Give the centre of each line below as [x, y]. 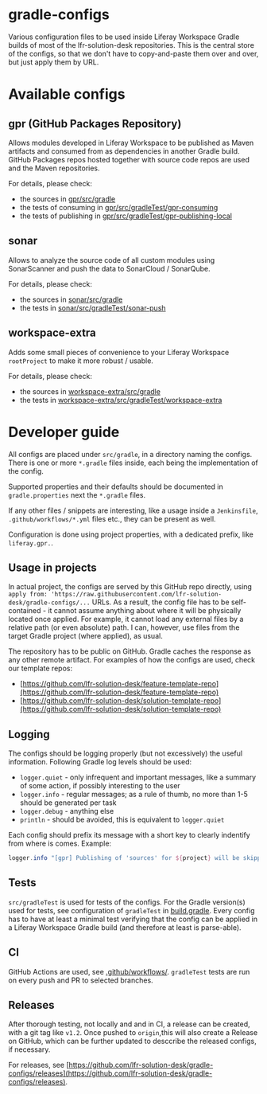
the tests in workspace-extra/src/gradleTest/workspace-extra [121, 400]
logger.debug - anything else [67, 811]
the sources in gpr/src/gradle [68, 199]
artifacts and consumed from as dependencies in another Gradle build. [124, 151]
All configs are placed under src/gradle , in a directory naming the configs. [130, 454]
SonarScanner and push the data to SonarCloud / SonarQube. [109, 268]
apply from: [28, 595]
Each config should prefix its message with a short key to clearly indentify [129, 835]
